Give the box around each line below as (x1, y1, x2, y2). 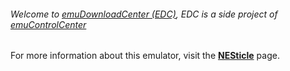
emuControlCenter (10, 18, 87, 30)
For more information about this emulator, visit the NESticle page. (10, 50, 280, 62)
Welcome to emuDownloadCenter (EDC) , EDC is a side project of (10, 8, 278, 20)
